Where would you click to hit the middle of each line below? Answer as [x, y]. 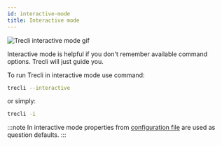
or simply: [22, 101]
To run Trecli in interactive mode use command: [76, 75]
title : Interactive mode [43, 20]
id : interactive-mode [39, 14]
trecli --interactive [39, 88]
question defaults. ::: [37, 135]
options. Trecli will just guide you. [55, 61]
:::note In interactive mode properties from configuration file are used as [111, 128]
